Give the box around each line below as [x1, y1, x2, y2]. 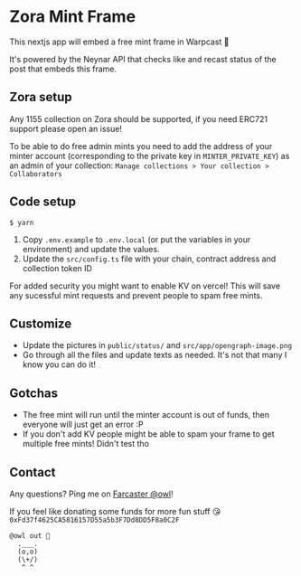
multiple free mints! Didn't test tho [22, 439, 149, 449]
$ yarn [9, 218, 34, 227]
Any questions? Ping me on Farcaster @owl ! [9, 488, 174, 499]
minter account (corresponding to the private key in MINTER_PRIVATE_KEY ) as [9, 150, 290, 161]
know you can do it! [22, 359, 97, 370]
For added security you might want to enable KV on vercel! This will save [9, 280, 281, 291]
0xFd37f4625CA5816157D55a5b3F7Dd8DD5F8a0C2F [9, 515, 180, 524]
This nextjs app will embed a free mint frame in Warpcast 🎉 [9, 36, 230, 47]
